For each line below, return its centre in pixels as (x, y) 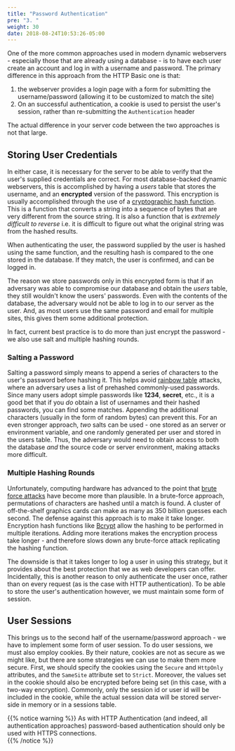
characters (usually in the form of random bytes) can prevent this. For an (112, 418)
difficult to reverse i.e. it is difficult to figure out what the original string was (116, 224)
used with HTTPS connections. (52, 733)
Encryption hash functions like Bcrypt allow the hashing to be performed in (115, 525)
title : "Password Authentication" (58, 14)
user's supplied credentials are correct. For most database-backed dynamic (117, 179)
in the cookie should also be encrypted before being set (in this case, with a (117, 682)
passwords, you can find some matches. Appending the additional (103, 410)
